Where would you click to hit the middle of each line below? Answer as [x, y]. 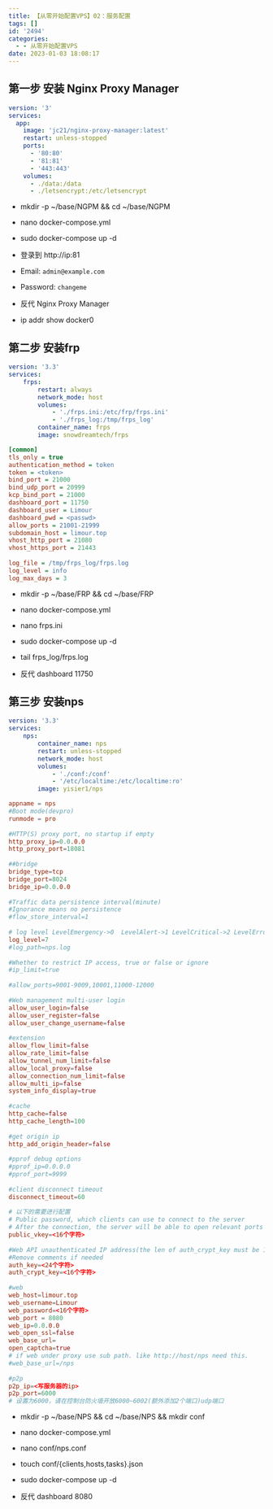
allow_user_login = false [49, 1008]
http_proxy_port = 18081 [47, 849]
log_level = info [38, 570]
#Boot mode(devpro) [41, 811]
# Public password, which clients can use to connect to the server [127, 1220]
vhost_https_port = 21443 [52, 548]
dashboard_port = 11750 [49, 503]
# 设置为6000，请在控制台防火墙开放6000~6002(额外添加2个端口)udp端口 [116, 1401]
